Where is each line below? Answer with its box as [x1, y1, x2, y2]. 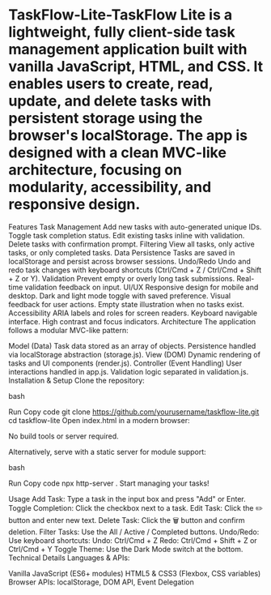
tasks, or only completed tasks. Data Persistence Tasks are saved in [8, 247, 235, 257]
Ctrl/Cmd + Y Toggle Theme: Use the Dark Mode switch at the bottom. [8, 544, 243, 554]
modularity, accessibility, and [8, 178, 212, 196]
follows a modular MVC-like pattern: [8, 325, 129, 335]
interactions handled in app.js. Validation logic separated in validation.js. [8, 366, 249, 376]
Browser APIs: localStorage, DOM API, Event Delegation [8, 577, 194, 587]
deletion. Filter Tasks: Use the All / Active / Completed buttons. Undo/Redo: [8, 527, 260, 537]
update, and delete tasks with [8, 92, 212, 110]
